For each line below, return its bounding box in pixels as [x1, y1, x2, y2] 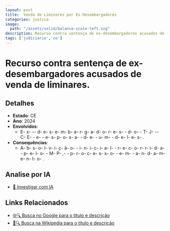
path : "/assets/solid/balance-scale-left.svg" [10, 26, 110, 31]
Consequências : [12, 139, 48, 145]
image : [5, 21, 19, 27]
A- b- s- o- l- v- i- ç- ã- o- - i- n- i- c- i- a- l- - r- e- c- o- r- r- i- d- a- [20, 145, 165, 151]
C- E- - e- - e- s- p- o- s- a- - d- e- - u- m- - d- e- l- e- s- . [20, 134, 145, 140]
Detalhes [5, 99, 35, 108]
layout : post [5, 7, 33, 13]
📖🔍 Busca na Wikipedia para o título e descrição [12, 220, 115, 226]
